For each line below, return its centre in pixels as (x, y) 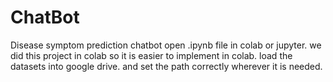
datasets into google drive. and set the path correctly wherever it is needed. (166, 66)
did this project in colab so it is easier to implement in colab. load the (151, 55)
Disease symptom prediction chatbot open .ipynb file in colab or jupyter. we (166, 45)
